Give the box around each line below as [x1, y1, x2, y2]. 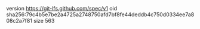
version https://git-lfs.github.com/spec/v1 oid [6, 5, 118, 12]
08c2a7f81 [6, 17, 33, 24]
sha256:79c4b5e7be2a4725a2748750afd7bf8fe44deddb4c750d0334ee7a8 [6, 11, 195, 18]
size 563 [33, 17, 55, 24]
